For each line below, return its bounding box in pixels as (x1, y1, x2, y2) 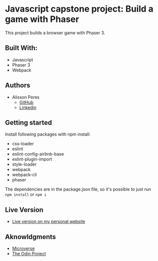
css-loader (12, 141, 34, 147)
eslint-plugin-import (12, 157, 52, 162)
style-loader (12, 161, 37, 167)
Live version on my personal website (12, 219, 86, 225)
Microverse (12, 245, 35, 251)
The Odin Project (12, 251, 46, 256)
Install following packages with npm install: (5, 131, 91, 137)
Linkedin (19, 104, 36, 110)
